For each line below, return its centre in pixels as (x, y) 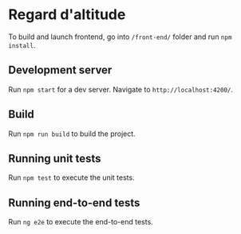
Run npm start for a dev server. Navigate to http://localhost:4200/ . (121, 89)
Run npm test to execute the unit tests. (71, 177)
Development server (60, 70)
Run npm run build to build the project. (72, 134)
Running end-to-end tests (74, 203)
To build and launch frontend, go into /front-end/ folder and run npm (120, 37)
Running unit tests (55, 158)
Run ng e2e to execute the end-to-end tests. (81, 222)
